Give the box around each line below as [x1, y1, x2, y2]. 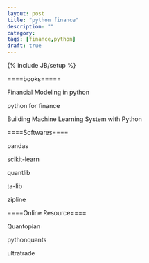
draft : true [7, 42, 42, 49]
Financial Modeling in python [7, 88, 90, 96]
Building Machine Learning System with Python [7, 115, 142, 123]
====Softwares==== [7, 129, 69, 136]
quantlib [7, 169, 30, 176]
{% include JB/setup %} [7, 62, 76, 69]
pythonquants [7, 236, 47, 244]
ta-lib [7, 182, 23, 190]
